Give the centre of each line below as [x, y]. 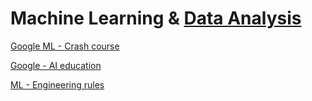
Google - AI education [56, 65]
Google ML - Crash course [65, 46]
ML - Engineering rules [57, 84]
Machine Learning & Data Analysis [156, 18]
